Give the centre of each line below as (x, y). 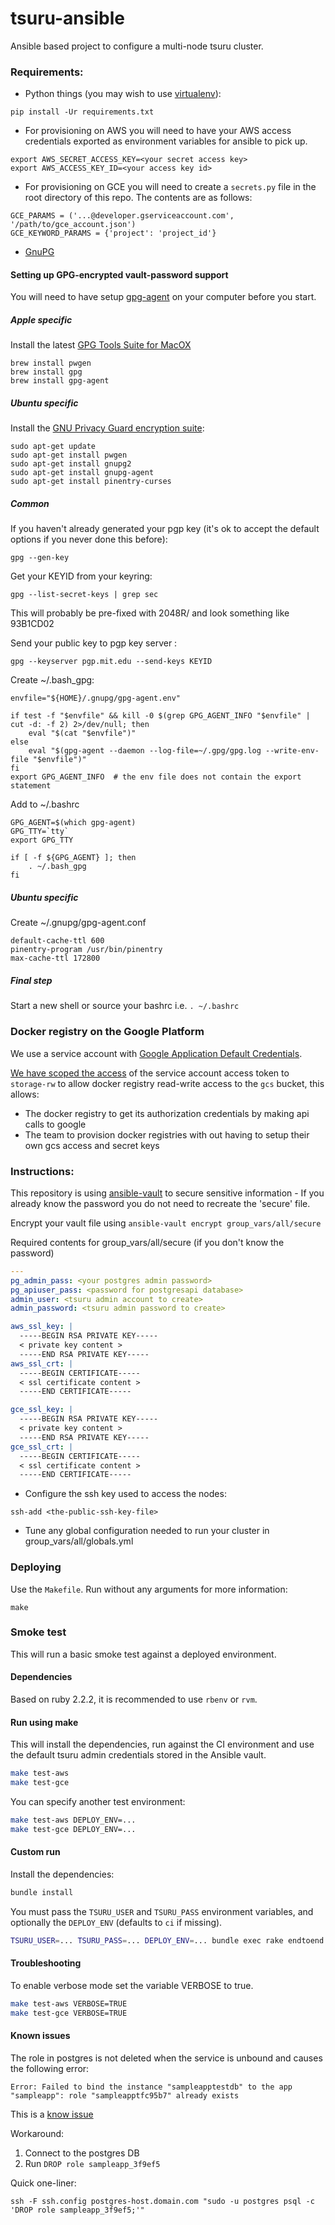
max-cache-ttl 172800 (55, 958)
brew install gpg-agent (60, 381)
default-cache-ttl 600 (57, 941)
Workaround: (37, 2133)
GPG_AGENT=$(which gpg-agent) (73, 823)
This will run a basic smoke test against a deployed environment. (143, 1654)
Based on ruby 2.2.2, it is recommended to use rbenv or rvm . (134, 1699)
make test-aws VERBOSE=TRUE (69, 2003)
